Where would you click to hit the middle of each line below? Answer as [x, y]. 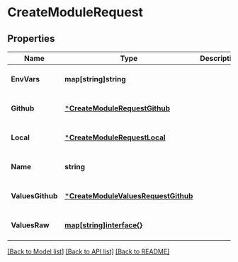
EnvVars [25, 79]
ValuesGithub [34, 196]
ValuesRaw [30, 225]
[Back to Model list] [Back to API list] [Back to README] [89, 251]
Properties [31, 39]
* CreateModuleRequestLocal [115, 137]
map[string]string [95, 79]
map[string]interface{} [104, 225]
